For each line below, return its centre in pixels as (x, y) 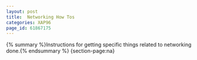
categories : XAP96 (29, 22)
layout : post (22, 11)
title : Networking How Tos (41, 17)
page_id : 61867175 (29, 28)
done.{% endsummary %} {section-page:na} (61, 51)
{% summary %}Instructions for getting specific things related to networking (99, 45)
